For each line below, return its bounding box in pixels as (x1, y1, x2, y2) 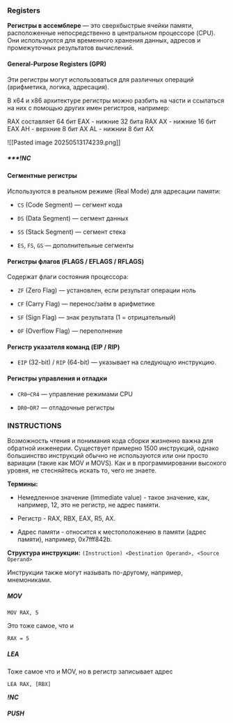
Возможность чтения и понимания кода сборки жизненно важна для (7, 436, 214, 445)
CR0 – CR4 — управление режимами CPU (17, 389, 134, 398)
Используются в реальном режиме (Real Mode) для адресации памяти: (7, 187, 221, 195)
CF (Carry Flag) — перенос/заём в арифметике (17, 299, 155, 308)
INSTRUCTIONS (7, 421, 62, 431)
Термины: (7, 479, 38, 488)
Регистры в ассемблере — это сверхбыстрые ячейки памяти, (7, 22, 194, 30)
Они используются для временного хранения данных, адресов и (7, 36, 201, 45)
